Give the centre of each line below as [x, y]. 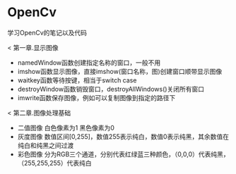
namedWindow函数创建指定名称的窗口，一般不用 [89, 62]
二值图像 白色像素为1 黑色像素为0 [66, 128]
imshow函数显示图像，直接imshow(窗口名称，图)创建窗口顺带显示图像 [120, 71]
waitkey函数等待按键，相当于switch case [77, 80]
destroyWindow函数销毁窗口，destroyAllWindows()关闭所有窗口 [111, 89]
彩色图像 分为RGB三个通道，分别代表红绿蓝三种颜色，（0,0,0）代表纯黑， [123, 154]
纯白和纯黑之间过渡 [46, 145]
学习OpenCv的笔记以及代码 [47, 32]
